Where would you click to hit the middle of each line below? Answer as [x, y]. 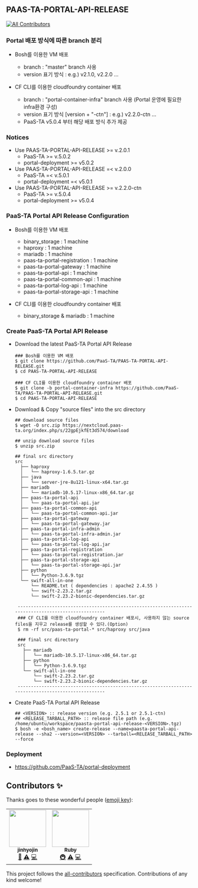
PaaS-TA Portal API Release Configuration [68, 216]
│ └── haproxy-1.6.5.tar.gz [57, 472]
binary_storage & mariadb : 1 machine [69, 315]
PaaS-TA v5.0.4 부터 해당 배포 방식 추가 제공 [75, 122]
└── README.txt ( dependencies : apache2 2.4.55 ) [94, 586]
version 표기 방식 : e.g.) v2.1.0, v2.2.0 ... [71, 75]
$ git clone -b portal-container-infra [64, 388]
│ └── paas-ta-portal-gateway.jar [65, 524]
